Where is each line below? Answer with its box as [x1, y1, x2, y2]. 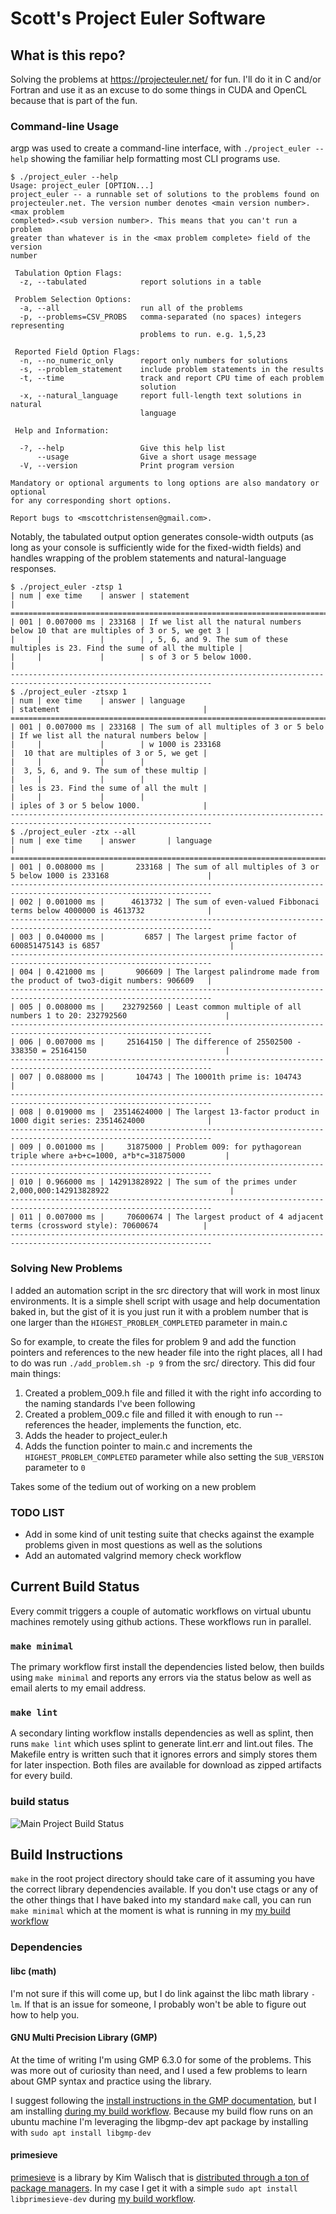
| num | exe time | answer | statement [10, 591, 190, 601]
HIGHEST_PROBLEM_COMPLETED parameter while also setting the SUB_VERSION [24, 1450, 324, 1462]
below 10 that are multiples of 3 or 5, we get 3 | [10, 626, 230, 636]
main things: [10, 1367, 62, 1379]
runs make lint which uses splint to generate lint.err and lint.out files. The [10, 1738, 314, 1750]
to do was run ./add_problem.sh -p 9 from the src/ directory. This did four [10, 1357, 316, 1369]
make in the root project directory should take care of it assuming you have [10, 1873, 315, 1885]
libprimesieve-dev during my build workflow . [10, 2192, 197, 2204]
